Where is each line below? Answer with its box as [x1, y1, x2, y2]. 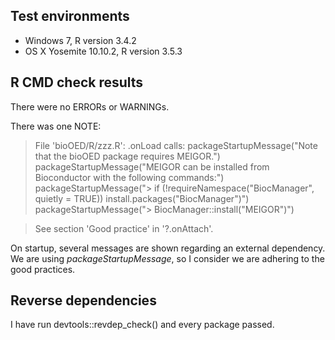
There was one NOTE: [10, 120, 102, 132]
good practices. [10, 263, 76, 275]
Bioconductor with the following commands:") [34, 171, 225, 183]
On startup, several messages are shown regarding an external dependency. [10, 242, 326, 254]
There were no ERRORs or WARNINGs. [10, 100, 170, 113]
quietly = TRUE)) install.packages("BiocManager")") [34, 192, 250, 204]
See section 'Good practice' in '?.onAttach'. [34, 222, 214, 234]
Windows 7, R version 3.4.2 [24, 34, 137, 46]
